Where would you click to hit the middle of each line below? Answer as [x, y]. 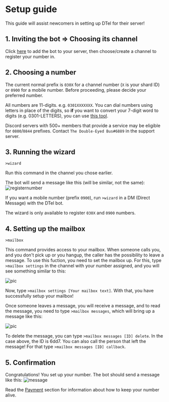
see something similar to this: [36, 271]
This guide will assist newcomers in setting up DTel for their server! [75, 23]
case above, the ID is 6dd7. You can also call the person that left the [76, 342]
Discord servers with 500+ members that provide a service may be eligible [83, 125]
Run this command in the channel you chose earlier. [59, 173]
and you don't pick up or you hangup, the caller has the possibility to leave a [84, 255]
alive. [11, 395]
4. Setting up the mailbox [45, 228]
